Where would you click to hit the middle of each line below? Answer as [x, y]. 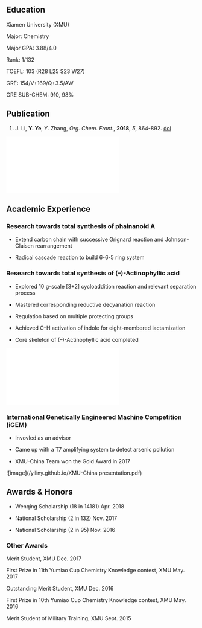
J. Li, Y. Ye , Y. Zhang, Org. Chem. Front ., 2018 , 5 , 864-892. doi [93, 128]
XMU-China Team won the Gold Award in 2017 [73, 461]
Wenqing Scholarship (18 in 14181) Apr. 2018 [70, 506]
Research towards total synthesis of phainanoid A [81, 226]
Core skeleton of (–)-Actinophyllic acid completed [77, 339]
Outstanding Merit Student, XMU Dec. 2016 [60, 589]
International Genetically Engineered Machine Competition [94, 417]
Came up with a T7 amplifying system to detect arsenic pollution [95, 449]
